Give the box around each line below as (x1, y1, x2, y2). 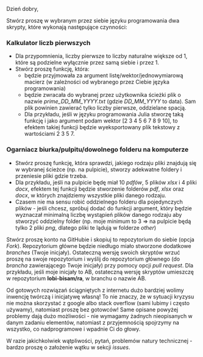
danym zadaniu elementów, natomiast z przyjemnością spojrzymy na (6, 319, 180, 326)
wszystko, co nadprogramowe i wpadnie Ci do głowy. (6, 325, 141, 333)
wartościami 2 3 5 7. (24, 130, 75, 138)
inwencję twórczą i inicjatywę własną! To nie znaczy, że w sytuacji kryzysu (6, 292, 194, 300)
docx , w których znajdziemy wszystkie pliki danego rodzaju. (15, 191, 166, 199)
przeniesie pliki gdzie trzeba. (15, 172, 88, 179)
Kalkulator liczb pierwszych (6, 38, 91, 47)
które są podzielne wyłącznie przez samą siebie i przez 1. (15, 59, 160, 66)
